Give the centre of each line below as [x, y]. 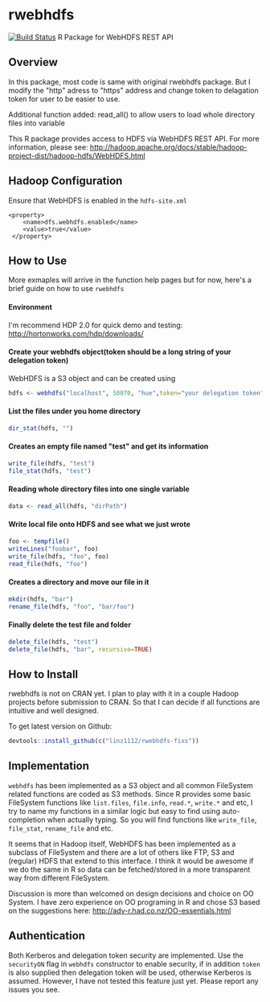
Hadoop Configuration [65, 181]
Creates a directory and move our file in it [79, 582]
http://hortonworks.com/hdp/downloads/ [76, 333]
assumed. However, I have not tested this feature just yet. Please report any [133, 981]
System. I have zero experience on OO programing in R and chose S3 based [134, 901]
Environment [30, 306]
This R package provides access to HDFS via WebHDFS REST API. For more [134, 138]
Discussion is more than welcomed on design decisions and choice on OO [131, 893]
